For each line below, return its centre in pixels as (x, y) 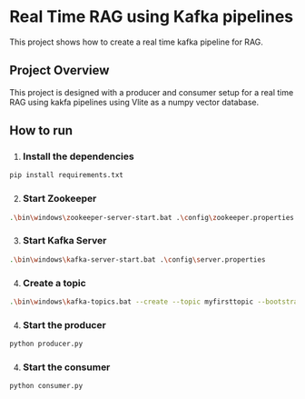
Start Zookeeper (59, 199)
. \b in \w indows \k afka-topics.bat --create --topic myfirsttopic (132, 302)
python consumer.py (46, 386)
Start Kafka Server (64, 241)
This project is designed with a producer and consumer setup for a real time (152, 92)
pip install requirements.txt (67, 175)
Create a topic (54, 283)
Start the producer (64, 324)
